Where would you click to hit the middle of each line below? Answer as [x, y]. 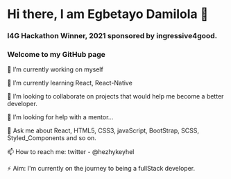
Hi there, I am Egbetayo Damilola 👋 [108, 14]
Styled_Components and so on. [52, 138]
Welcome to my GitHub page [57, 55]
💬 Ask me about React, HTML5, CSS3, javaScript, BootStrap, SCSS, [103, 130]
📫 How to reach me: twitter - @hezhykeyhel [71, 152]
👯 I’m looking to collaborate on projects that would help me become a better [115, 96]
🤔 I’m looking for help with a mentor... [60, 117]
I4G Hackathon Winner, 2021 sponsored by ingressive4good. [112, 36]
